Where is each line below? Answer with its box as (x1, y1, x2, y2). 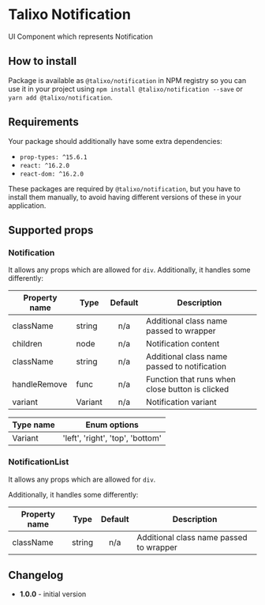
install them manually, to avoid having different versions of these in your (8, 192, 242, 202)
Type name (12, 419, 55, 430)
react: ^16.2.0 (19, 161, 70, 169)
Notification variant (145, 397, 217, 408)
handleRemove (12, 379, 68, 390)
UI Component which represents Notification (8, 32, 154, 41)
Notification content (145, 338, 220, 350)
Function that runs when (145, 374, 237, 385)
